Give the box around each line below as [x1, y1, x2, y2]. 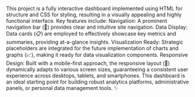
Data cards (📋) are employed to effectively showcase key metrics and [6, 30, 176, 37]
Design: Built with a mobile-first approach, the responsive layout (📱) [6, 60, 170, 67]
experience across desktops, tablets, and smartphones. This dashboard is [6, 72, 186, 79]
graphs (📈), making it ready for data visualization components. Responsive [6, 51, 188, 58]
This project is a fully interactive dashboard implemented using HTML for [6, 5, 183, 12]
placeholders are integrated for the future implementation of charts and [6, 45, 179, 51]
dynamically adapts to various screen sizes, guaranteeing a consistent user [6, 66, 189, 72]
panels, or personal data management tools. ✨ [6, 85, 119, 91]
